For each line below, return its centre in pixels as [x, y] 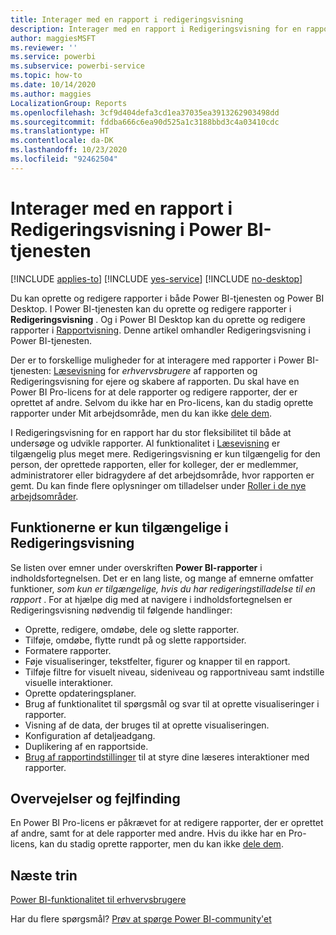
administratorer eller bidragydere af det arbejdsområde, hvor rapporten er [162, 475]
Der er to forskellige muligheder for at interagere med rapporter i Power [157, 360]
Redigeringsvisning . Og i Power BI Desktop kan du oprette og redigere [158, 319]
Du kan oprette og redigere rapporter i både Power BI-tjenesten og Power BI [167, 298]
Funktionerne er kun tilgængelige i [119, 527]
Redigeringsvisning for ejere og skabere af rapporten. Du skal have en [155, 381]
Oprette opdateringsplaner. [80, 693]
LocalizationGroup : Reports [69, 103]
